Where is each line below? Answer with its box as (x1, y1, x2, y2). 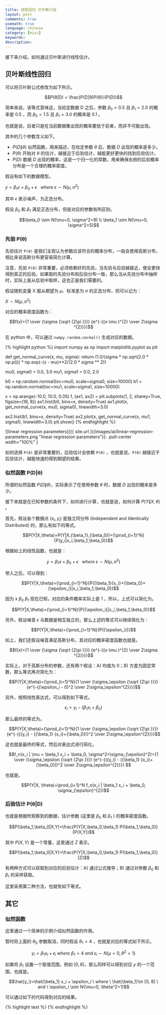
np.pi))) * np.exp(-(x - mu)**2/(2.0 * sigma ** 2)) (5, 359, 107, 365)
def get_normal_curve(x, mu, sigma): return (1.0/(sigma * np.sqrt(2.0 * (5, 354, 149, 360)
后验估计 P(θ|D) (5, 800, 43, 807)
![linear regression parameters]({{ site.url (5, 429, 89, 435)
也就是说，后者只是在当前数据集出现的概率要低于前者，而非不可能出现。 (5, 123, 153, 129)
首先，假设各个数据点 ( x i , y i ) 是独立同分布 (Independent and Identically (5, 515, 149, 522)
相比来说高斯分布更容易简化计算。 (5, 254, 75, 260)
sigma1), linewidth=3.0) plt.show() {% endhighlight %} (5, 419, 116, 425)
